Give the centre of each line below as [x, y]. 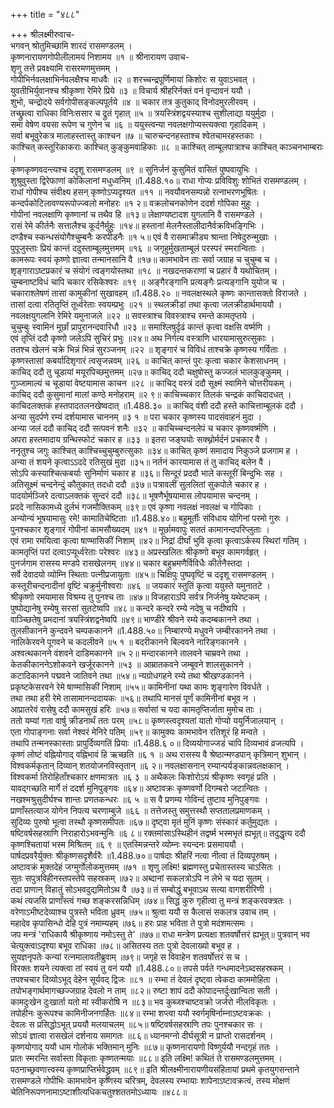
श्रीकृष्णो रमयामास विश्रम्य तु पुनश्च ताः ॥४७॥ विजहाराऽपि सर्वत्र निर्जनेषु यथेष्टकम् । [139, 597]
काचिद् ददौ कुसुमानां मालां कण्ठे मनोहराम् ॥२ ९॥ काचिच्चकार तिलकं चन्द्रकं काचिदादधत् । [151, 394]
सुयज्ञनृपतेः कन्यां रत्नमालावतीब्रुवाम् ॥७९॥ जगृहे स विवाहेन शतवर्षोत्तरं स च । [129, 957]
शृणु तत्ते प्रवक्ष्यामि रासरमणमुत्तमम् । [64, 68]
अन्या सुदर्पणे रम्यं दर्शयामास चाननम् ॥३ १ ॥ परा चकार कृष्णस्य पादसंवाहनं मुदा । [136, 417]
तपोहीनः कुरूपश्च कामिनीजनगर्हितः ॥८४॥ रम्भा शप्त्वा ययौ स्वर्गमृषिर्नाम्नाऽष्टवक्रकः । [141, 1013]
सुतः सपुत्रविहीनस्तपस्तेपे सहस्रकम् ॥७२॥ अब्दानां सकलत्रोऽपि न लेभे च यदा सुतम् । [140, 878]
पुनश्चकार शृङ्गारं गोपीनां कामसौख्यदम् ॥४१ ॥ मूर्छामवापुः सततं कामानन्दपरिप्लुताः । [140, 529]
